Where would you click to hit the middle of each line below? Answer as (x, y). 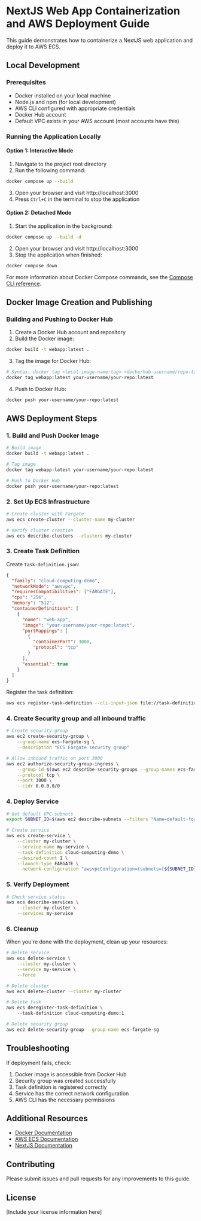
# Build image (24, 448)
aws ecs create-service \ (38, 836)
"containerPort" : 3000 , (63, 642)
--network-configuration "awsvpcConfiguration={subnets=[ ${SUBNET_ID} (107, 869)
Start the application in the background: (64, 226)
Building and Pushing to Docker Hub (60, 319)
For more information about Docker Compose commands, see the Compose (100, 277)
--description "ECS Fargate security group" (73, 748)
